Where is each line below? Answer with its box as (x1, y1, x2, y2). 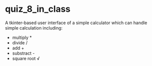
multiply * (12, 34, 32, 40)
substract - (12, 50, 35, 56)
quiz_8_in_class (5, 3, 71, 15)
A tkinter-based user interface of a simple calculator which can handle (5, 20, 148, 26)
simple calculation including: (5, 25, 63, 31)
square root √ (12, 55, 40, 61)
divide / (12, 39, 28, 45)
